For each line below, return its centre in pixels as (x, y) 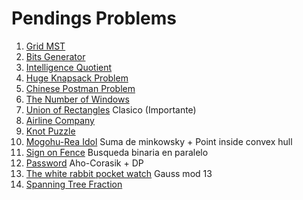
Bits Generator (55, 56)
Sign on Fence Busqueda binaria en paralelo (117, 152)
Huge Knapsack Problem (77, 78)
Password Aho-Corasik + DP (84, 163)
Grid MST (45, 46)
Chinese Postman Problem (80, 88)
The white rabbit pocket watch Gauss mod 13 (119, 173)
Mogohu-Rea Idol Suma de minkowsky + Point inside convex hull (159, 141)
